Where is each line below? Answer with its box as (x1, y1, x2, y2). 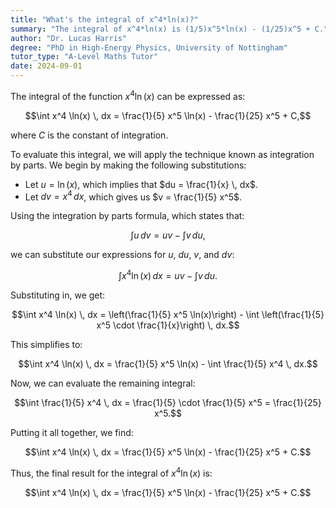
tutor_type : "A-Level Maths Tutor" (10, 52, 159, 62)
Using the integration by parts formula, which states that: (10, 210, 245, 222)
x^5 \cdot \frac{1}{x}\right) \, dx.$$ (96, 319, 240, 331)
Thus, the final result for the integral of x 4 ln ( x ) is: (10, 465, 213, 479)
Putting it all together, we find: (10, 426, 134, 438)
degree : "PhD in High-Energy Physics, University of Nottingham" (10, 42, 288, 53)
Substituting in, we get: (10, 289, 106, 301)
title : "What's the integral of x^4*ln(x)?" (10, 14, 199, 25)
